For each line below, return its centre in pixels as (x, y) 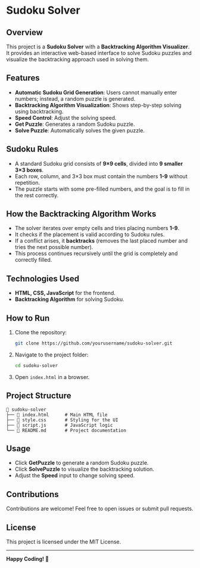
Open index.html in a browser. (52, 377)
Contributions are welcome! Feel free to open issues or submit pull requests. (100, 509)
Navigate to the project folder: (51, 355)
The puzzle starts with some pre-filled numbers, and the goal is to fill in (102, 189)
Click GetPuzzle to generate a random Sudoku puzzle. (82, 463)
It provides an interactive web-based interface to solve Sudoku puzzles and (99, 53)
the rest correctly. (37, 195)
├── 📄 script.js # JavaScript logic (60, 425)
